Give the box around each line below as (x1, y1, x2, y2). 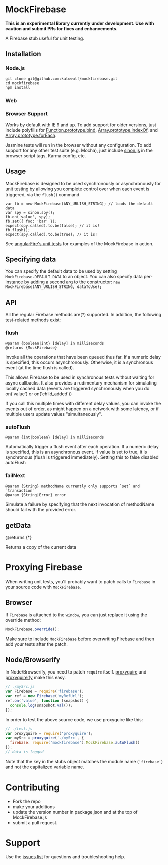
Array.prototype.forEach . (5, 132, 57, 138)
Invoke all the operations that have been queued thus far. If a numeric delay (5, 354, 161, 360)
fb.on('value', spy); (5, 214, 51, 219)
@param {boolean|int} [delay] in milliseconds (5, 341, 104, 346)
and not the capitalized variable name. (5, 764, 84, 770)
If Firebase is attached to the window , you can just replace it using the (5, 612, 148, 618)
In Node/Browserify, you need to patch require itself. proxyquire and (5, 669, 147, 675)
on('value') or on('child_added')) (5, 391, 72, 397)
